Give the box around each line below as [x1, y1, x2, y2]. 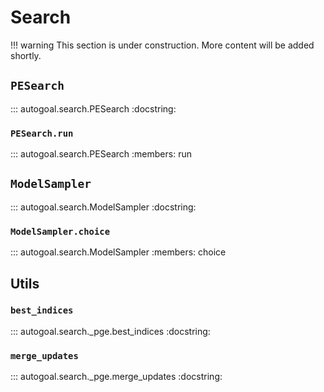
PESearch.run [10, 127, 74, 139]
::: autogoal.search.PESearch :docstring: [10, 102, 177, 115]
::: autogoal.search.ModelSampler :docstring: [10, 201, 197, 213]
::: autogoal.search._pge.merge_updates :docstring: [10, 371, 223, 383]
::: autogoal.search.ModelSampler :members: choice [10, 246, 227, 258]
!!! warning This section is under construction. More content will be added [10, 39, 315, 51]
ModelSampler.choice [10, 226, 111, 237]
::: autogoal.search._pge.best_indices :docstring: [10, 325, 211, 337]
